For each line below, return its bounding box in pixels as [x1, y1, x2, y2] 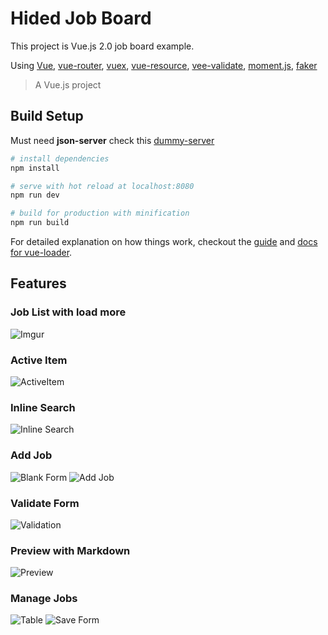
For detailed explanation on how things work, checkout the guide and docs [10, 236, 318, 247]
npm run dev [10, 190, 60, 201]
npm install [10, 163, 60, 173]
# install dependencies [10, 153, 110, 164]
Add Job [10, 448, 53, 462]
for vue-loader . [10, 247, 73, 258]
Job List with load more [10, 305, 127, 319]
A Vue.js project [34, 78, 102, 91]
